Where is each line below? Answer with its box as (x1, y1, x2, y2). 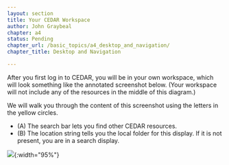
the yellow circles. (7, 108, 58, 117)
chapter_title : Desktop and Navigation (7, 49, 121, 56)
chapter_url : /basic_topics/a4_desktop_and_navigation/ (7, 42, 170, 49)
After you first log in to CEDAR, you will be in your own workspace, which (7, 73, 214, 81)
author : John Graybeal (7, 23, 72, 30)
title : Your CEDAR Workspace (7, 16, 91, 23)
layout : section (7, 10, 53, 17)
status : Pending (7, 36, 53, 43)
